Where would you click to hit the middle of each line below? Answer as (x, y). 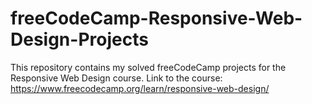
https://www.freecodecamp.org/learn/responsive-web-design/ (140, 88)
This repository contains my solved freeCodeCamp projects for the (148, 67)
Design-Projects (79, 39)
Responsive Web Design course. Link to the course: (116, 78)
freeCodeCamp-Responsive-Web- (156, 18)
